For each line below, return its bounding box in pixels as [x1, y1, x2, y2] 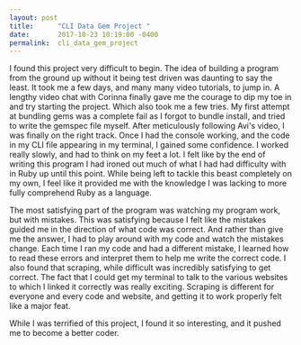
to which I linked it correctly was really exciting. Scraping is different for [9, 281, 275, 293]
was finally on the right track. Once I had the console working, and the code [9, 130, 290, 141]
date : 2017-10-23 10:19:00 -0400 [9, 30, 159, 39]
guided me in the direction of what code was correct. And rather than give [9, 224, 284, 235]
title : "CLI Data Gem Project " [9, 22, 151, 31]
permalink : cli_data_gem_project [9, 38, 139, 48]
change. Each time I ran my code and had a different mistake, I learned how [9, 243, 289, 254]
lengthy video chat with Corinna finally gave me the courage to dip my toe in [9, 92, 292, 103]
